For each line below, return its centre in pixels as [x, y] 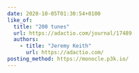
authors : [26, 40]
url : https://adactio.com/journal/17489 [73, 33]
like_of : [20, 20]
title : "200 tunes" [42, 26]
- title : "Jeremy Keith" [56, 46]
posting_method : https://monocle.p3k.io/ [68, 59]
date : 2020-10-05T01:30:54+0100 [54, 14]
